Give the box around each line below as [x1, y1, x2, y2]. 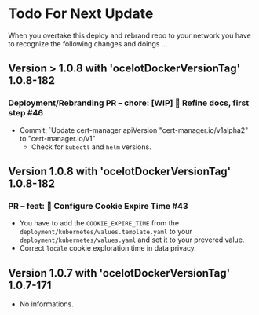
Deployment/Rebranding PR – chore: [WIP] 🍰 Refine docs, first [8, 97, 250, 108]
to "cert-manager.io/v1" [19, 134, 96, 143]
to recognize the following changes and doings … [8, 38, 168, 48]
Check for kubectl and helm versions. [31, 142, 151, 152]
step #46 [8, 108, 44, 119]
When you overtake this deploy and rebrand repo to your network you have [8, 31, 251, 40]
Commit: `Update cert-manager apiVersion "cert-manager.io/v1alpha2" [19, 125, 249, 134]
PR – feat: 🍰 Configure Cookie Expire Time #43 [8, 200, 188, 211]
